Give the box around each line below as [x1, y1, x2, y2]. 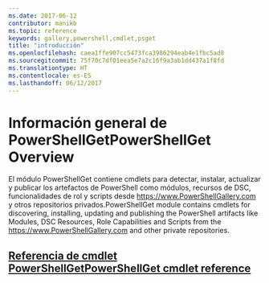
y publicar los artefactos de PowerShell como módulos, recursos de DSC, [8, 183, 251, 193]
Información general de [8, 113, 168, 132]
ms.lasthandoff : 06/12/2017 [8, 79, 103, 87]
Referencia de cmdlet [8, 248, 118, 262]
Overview [8, 148, 75, 166]
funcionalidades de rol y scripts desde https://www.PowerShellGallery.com [8, 191, 256, 201]
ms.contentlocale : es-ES [8, 72, 92, 80]
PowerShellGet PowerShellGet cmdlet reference [8, 261, 251, 275]
